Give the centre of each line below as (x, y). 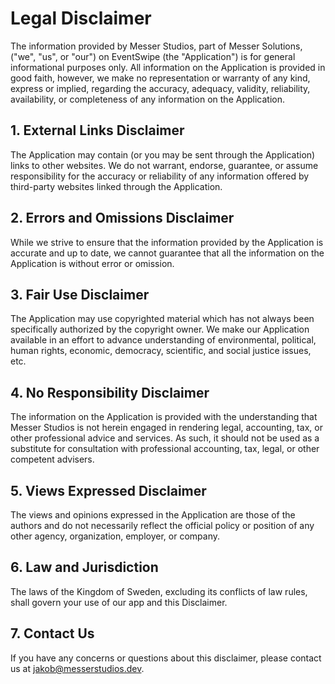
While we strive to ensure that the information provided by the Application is (167, 242)
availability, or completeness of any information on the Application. (147, 99)
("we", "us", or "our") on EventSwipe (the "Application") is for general (153, 56)
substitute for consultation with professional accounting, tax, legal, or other (165, 449)
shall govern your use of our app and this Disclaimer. (119, 602)
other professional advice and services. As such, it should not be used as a (165, 438)
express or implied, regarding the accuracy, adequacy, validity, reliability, (160, 88)
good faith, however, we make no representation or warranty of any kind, (160, 78)
